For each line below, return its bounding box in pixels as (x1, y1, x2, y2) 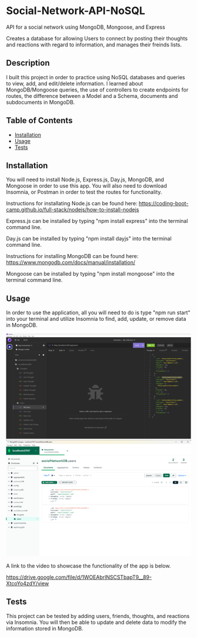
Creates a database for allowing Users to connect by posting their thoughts (6, 35, 188, 42)
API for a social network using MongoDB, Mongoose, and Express (6, 23, 165, 30)
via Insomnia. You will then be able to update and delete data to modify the (6, 619, 186, 626)
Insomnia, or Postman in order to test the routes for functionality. (6, 189, 162, 196)
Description (6, 58, 50, 68)
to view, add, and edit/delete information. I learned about (6, 80, 143, 87)
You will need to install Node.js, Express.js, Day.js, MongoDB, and (6, 176, 164, 183)
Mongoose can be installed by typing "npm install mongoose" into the (6, 270, 175, 277)
